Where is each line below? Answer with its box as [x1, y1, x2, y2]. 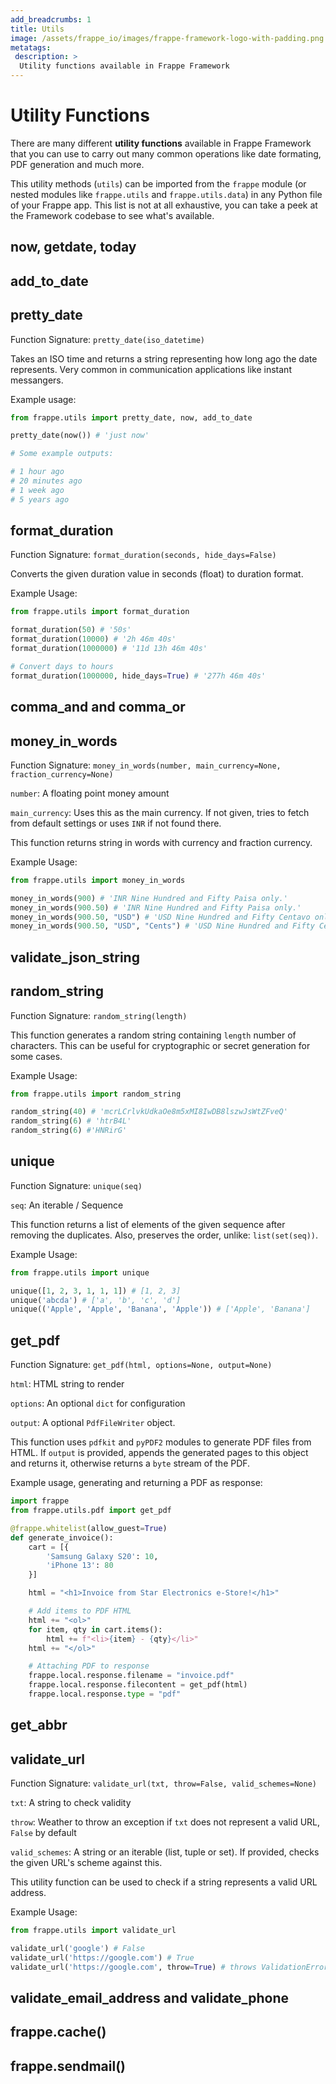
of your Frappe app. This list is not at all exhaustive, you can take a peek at [10, 199, 318, 211]
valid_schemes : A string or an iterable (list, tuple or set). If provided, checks [10, 1846, 320, 1858]
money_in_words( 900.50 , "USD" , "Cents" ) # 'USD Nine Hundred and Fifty [10, 921, 315, 931]
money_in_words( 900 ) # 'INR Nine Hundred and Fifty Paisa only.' [10, 893, 288, 903]
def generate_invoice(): [10, 1532, 114, 1543]
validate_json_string [10, 949, 140, 966]
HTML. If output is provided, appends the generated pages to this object [10, 1447, 309, 1459]
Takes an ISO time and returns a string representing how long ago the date [10, 352, 318, 365]
